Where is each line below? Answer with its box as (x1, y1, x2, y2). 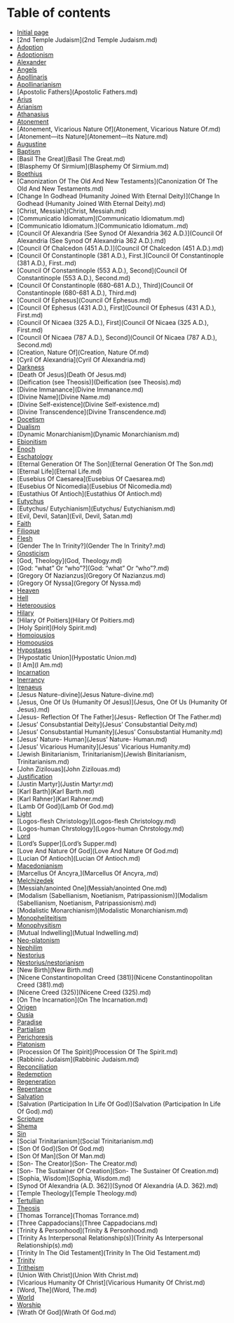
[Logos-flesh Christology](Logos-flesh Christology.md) (16, 817, 177, 825)
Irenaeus (16, 683, 43, 691)
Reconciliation (16, 1062, 58, 1071)
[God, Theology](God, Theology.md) (16, 556, 123, 564)
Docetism (16, 415, 45, 423)
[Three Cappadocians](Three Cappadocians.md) (16, 1219, 158, 1227)
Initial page (16, 28, 49, 36)
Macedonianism (16, 861, 64, 870)
